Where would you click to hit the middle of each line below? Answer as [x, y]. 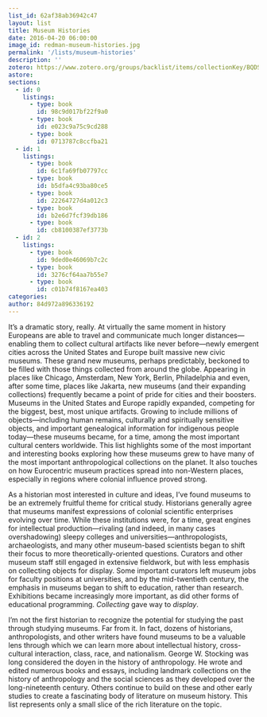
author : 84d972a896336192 [51, 304]
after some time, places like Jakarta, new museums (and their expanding [127, 386]
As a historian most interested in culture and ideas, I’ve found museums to [130, 494]
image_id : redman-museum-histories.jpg [74, 45]
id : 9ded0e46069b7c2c [73, 259]
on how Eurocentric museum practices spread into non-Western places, [126, 470]
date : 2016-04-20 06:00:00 [53, 38]
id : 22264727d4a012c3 [73, 201]
